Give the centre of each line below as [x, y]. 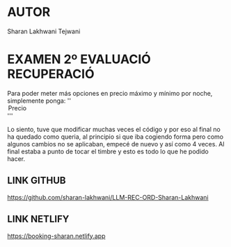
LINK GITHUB [37, 181]
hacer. [16, 159]
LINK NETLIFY [38, 219]
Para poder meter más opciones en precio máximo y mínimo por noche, [110, 93]
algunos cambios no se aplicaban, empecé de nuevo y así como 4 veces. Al [116, 144]
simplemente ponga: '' [39, 101]
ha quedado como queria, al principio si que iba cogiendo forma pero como [115, 137]
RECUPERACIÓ [51, 74]
